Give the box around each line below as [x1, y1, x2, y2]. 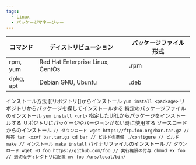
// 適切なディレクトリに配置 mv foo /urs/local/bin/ [6, 154, 126, 160]
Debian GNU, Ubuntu [39, 78, 97, 86]
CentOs [39, 65, 60, 73]
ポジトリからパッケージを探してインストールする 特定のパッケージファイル [6, 105, 186, 112]
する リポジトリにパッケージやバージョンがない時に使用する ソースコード [10, 120, 188, 127]
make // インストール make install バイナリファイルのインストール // [6, 141, 172, 148]
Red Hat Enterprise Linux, [39, 58, 110, 66]
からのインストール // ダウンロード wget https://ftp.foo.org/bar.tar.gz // [6, 127, 190, 134]
